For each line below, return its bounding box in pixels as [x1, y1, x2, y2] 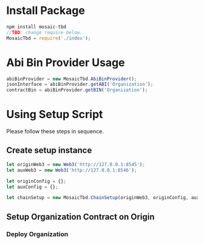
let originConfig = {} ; [6, 178, 67, 184]
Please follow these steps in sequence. [6, 128, 104, 135]
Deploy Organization [6, 229, 69, 238]
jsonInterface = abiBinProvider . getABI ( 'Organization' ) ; [6, 82, 154, 88]
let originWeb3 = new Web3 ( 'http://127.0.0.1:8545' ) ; [6, 161, 146, 167]
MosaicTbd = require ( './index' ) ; [6, 35, 91, 41]
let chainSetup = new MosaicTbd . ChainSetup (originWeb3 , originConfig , [6, 195, 189, 201]
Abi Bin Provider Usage [6, 55, 126, 69]
